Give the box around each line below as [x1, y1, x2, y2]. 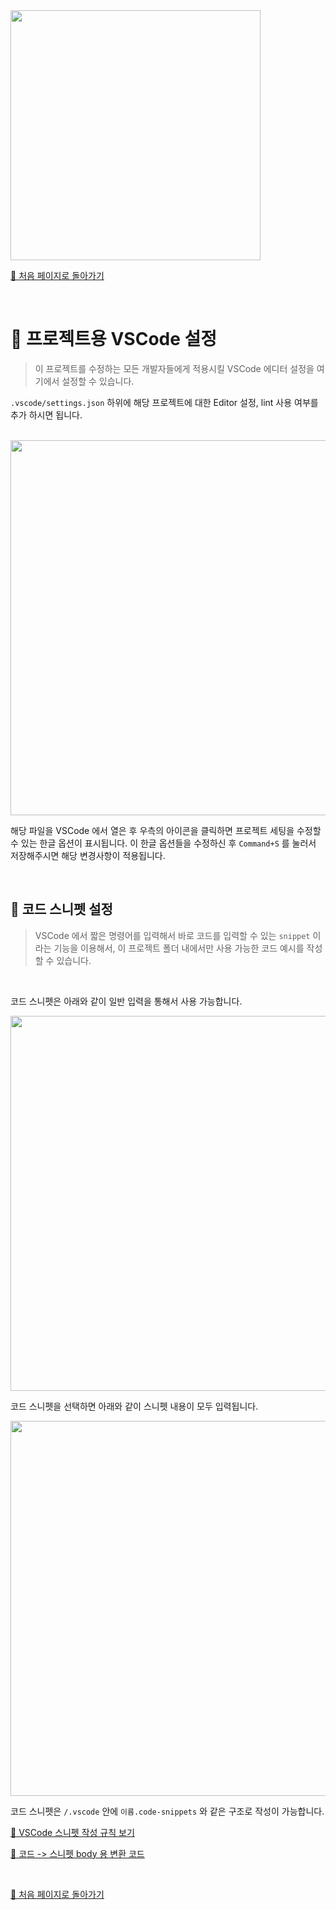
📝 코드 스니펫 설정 [10, 901, 113, 918]
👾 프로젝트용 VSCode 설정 [10, 328, 218, 351]
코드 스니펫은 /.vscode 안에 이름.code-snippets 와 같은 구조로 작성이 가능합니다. [10, 1805, 325, 1817]
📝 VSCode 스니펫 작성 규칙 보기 [10, 1826, 135, 1838]
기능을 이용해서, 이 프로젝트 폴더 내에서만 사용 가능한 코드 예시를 [53, 942, 305, 954]
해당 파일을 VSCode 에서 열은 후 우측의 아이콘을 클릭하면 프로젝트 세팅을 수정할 [10, 824, 322, 836]
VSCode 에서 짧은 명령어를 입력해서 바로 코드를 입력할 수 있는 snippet [34, 929, 311, 941]
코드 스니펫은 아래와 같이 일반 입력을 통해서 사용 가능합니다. [10, 995, 243, 1007]
